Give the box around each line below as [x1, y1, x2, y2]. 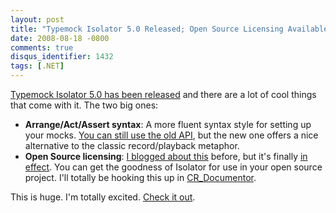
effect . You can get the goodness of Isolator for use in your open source [24, 161, 323, 173]
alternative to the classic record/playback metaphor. [24, 140, 240, 151]
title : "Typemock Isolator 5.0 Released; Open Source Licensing [10, 24, 284, 34]
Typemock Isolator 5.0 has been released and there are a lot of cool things [10, 89, 317, 100]
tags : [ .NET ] [10, 61, 65, 71]
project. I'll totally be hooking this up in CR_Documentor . [24, 172, 257, 183]
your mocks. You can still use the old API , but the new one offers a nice [24, 129, 319, 141]
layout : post [10, 14, 65, 25]
